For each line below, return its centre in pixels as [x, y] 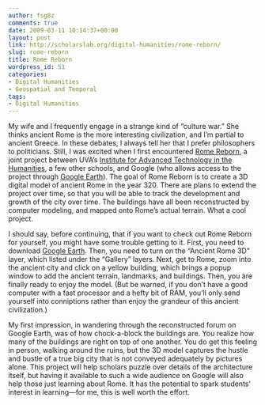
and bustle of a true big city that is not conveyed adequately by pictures [125, 359]
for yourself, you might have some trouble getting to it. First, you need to [126, 243]
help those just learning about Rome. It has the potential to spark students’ [129, 384]
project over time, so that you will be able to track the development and [124, 194]
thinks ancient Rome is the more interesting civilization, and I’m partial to [126, 134]
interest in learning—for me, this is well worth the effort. [99, 392]
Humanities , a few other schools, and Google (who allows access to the [125, 168]
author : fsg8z [32, 15]
